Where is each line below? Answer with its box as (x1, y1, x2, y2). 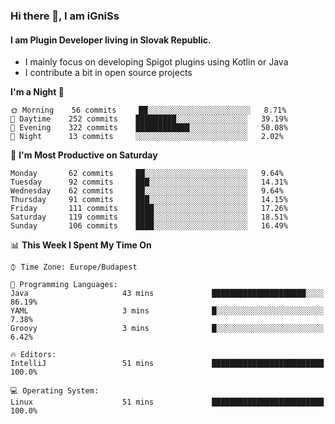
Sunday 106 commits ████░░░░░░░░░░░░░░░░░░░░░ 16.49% (10, 221, 288, 231)
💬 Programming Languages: (10, 280, 118, 290)
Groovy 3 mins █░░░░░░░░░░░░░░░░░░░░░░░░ (10, 324, 325, 334)
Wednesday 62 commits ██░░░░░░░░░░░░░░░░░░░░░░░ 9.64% (10, 186, 284, 196)
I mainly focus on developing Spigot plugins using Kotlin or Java (24, 56, 289, 68)
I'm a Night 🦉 (10, 86, 65, 98)
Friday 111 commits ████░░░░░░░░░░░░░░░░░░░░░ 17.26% (10, 204, 288, 214)
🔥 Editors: (10, 350, 57, 360)
